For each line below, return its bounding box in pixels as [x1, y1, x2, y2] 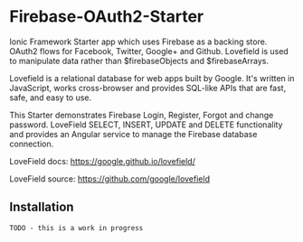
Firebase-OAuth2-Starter [9, 6, 204, 27]
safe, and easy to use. [9, 92, 92, 103]
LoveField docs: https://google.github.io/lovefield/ [9, 155, 196, 166]
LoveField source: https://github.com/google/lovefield [9, 173, 211, 184]
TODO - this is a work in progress [9, 223, 144, 232]
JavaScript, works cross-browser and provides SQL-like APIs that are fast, [9, 82, 287, 93]
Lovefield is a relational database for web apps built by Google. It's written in [9, 72, 295, 83]
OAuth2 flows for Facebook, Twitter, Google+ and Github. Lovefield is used [9, 45, 289, 56]
